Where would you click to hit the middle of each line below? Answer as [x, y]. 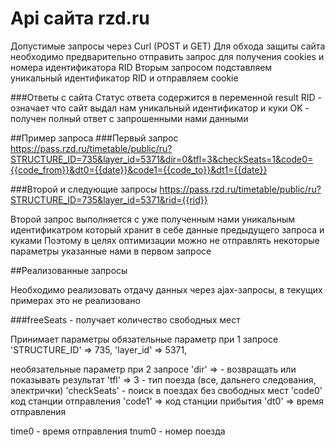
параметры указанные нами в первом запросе [111, 251]
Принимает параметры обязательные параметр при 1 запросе [144, 339]
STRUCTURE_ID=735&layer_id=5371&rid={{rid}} [109, 199]
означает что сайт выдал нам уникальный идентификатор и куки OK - [160, 108]
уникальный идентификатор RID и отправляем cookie [124, 78]
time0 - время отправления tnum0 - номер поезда [118, 431]
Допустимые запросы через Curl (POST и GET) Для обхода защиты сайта [168, 46]
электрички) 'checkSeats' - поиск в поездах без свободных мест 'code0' [166, 390]
